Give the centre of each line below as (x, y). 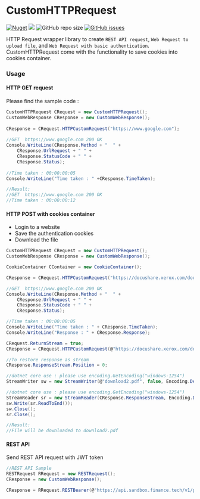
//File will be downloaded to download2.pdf (62, 431)
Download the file (36, 240)
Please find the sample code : (43, 101)
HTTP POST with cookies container (51, 214)
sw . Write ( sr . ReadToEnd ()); (40, 403)
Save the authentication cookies (54, 234)
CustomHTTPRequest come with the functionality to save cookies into (92, 52)
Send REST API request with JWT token (55, 457)
